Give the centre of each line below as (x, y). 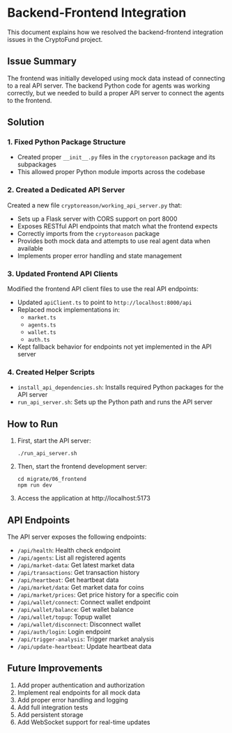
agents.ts (42, 325)
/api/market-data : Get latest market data (76, 565)
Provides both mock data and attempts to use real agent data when (114, 241)
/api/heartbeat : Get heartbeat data (68, 580)
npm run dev (34, 485)
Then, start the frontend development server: (82, 466)
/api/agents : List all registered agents (71, 558)
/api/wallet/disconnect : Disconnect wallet (79, 624)
